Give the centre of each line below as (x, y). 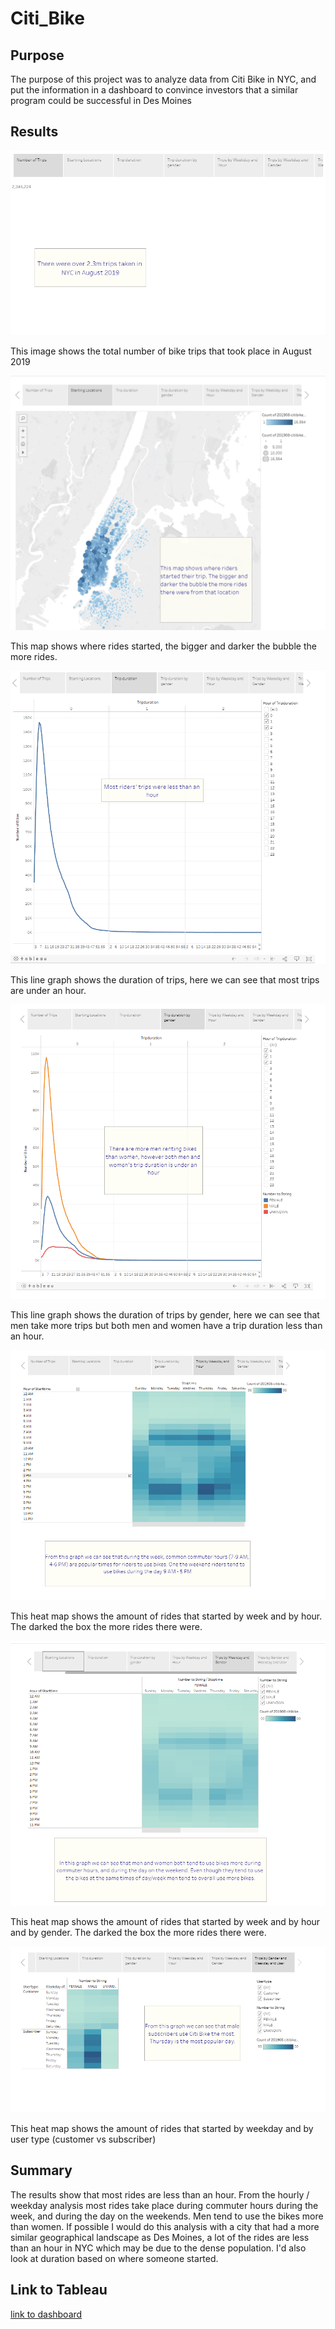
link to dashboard (46, 2314)
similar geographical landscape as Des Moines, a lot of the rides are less (160, 2237)
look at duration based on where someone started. (114, 2258)
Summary (41, 2170)
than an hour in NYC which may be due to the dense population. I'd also (158, 2248)
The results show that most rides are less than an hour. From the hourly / (160, 2194)
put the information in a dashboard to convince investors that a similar (154, 90)
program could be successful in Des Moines (101, 100)
